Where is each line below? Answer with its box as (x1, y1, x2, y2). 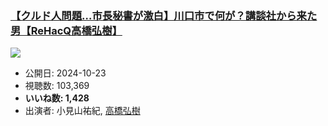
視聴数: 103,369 (24, 80, 90, 92)
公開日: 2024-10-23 (24, 67, 107, 79)
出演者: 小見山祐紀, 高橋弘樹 (24, 105, 141, 117)
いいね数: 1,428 (24, 92, 90, 104)
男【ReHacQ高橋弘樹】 (10, 23, 123, 37)
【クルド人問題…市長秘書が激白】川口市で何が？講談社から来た (10, 8, 318, 22)
